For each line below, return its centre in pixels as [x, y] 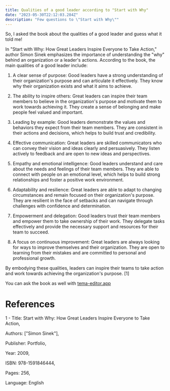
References [30, 304]
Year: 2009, [18, 353]
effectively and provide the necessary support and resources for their [86, 227]
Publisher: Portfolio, [26, 343]
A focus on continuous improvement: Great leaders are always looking [86, 242]
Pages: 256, [18, 373]
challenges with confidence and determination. [62, 206]
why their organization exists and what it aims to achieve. [72, 86]
